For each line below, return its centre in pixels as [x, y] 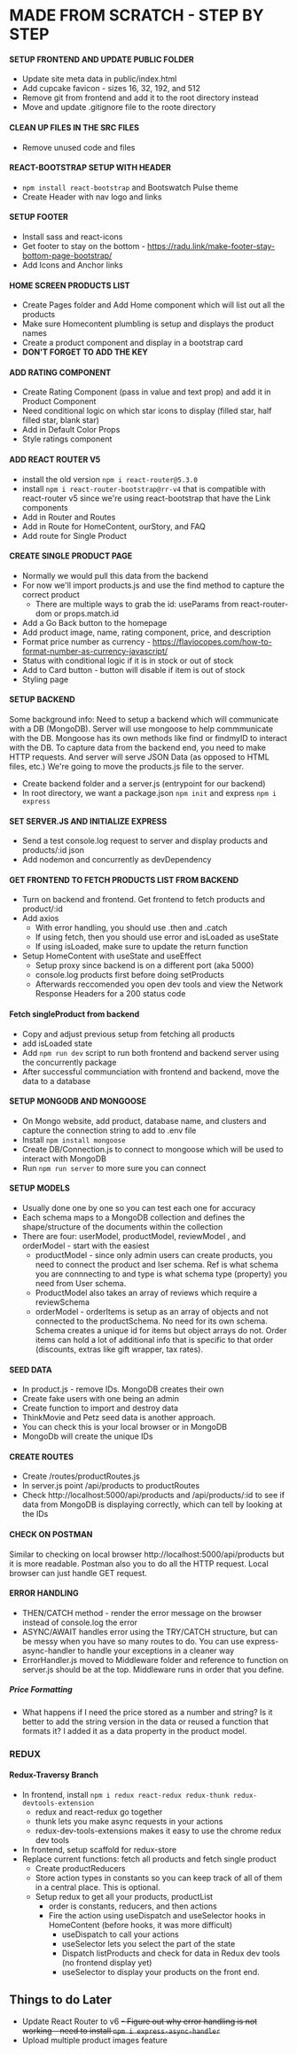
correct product [51, 594]
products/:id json [53, 850]
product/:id [43, 909]
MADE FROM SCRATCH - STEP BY [137, 16]
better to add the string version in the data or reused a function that [145, 1722]
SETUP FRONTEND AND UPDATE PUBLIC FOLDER [102, 59]
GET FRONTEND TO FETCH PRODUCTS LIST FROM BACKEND [124, 879]
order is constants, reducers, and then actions [133, 1906]
